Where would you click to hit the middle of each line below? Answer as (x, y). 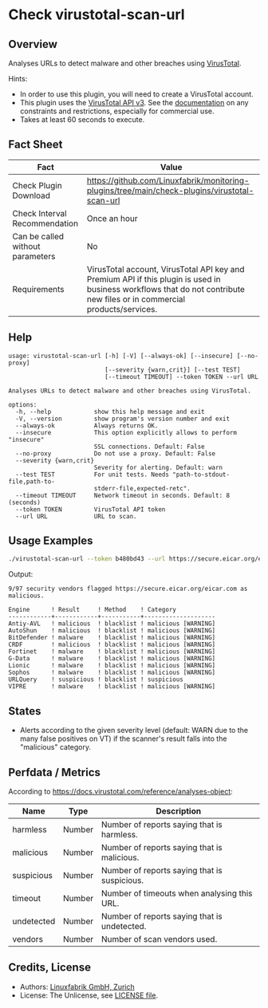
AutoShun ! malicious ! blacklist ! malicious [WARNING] (112, 631)
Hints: (18, 79)
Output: (21, 574)
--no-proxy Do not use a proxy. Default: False (116, 453)
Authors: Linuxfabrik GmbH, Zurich (77, 986)
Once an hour (112, 219)
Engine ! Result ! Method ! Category (93, 610)
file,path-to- (32, 481)
